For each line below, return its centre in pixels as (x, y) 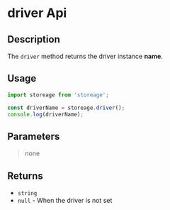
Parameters (34, 136)
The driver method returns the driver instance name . (85, 56)
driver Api (37, 13)
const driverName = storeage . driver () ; (66, 108)
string (27, 194)
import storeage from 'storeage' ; (58, 95)
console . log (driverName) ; (45, 114)
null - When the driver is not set (65, 201)
